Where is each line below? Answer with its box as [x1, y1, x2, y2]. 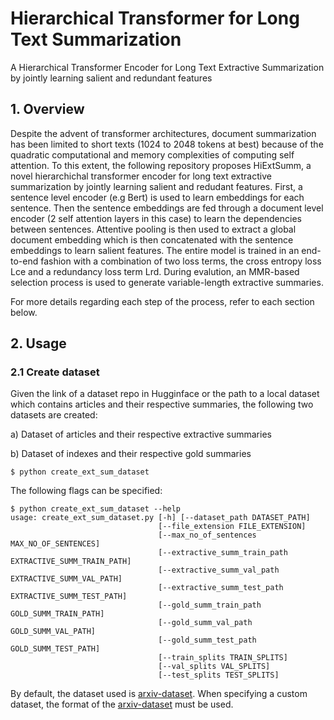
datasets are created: [10, 409, 98, 421]
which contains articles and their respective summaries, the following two [10, 398, 314, 411]
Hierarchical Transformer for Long [10, 7, 300, 30]
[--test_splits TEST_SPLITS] [158, 670, 280, 681]
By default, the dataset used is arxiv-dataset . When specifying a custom [10, 688, 308, 700]
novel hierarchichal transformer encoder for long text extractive [10, 170, 272, 182]
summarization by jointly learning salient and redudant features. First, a [10, 180, 303, 192]
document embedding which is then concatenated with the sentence [10, 233, 294, 246]
